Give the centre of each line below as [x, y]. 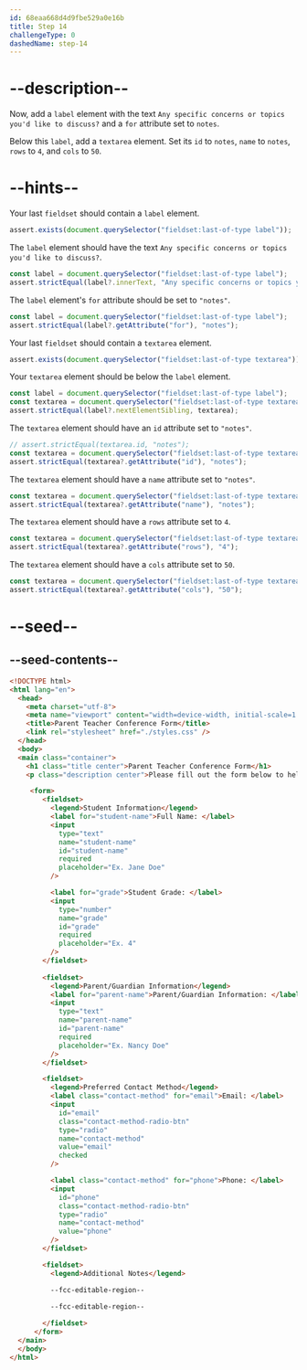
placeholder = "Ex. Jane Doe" [112, 868]
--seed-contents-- [64, 660]
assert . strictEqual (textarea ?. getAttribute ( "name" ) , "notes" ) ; [132, 504]
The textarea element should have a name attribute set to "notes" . [132, 479]
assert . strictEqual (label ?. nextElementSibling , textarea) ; [124, 411]
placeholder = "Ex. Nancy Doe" [114, 1046]
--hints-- [44, 188]
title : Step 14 [38, 27]
